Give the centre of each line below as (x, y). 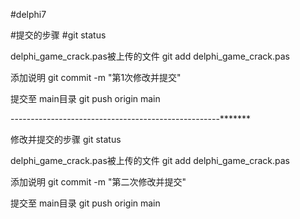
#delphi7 (28, 14)
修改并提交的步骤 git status (66, 139)
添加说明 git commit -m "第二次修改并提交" (98, 182)
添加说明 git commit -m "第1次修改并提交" (96, 77)
